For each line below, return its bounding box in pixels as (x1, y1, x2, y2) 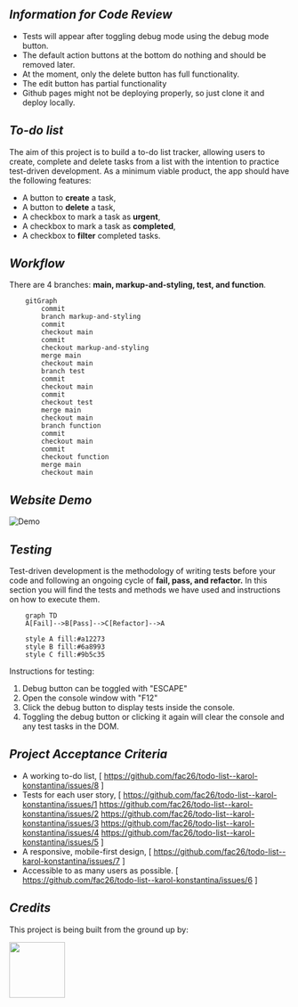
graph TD (25, 611, 58, 620)
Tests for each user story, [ (21, 789, 122, 800)
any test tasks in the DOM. (21, 721, 119, 732)
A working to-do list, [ (21, 770, 102, 781)
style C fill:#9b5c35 (25, 651, 105, 659)
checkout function (41, 453, 109, 462)
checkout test (41, 398, 93, 407)
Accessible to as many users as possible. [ (21, 864, 179, 876)
